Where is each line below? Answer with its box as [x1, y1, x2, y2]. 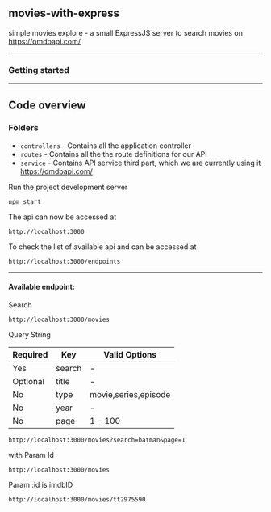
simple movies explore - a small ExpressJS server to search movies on [8, 28, 244, 37]
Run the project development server [8, 182, 128, 192]
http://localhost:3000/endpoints [8, 257, 121, 265]
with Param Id [8, 451, 55, 459]
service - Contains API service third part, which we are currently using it [19, 158, 261, 167]
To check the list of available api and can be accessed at [8, 242, 197, 252]
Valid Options [103, 349, 157, 360]
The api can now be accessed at [8, 212, 117, 222]
